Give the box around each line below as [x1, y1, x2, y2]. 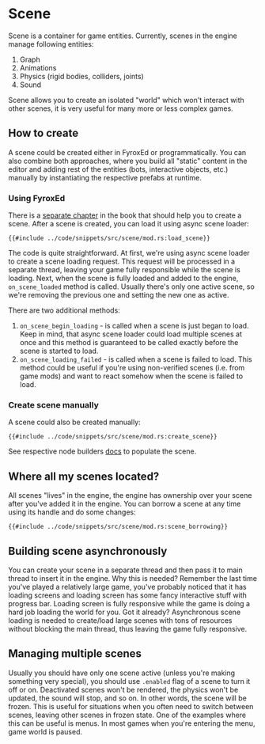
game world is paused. [8, 727, 83, 736]
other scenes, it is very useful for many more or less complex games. [8, 104, 233, 113]
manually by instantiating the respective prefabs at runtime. [8, 173, 202, 182]
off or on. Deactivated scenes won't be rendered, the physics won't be [8, 685, 239, 694]
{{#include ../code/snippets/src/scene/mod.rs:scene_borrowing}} [8, 523, 228, 531]
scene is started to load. [19, 346, 99, 356]
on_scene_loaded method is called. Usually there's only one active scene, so [8, 282, 255, 291]
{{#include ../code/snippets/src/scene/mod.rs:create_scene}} [8, 433, 218, 441]
